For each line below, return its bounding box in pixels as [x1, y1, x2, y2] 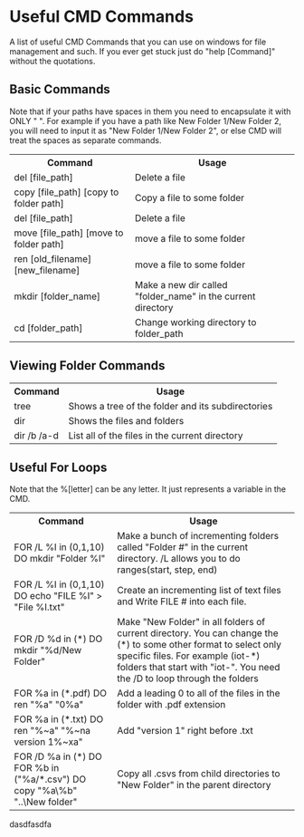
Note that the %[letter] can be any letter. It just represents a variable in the [9, 484, 287, 495]
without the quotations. [9, 55, 96, 66]
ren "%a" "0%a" [14, 698, 84, 711]
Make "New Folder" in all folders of [117, 616, 265, 629]
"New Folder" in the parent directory [117, 779, 271, 792]
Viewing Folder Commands [9, 358, 166, 373]
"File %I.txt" [14, 601, 65, 613]
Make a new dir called [134, 278, 228, 291]
